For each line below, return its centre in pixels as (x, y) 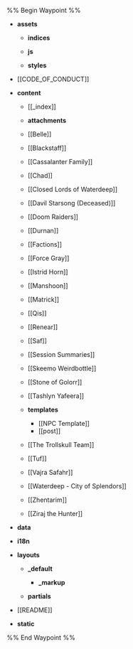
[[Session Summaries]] (61, 354)
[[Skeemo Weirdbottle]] (62, 368)
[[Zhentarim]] (47, 500)
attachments (47, 120)
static (26, 624)
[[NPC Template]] (64, 423)
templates (43, 409)
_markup (52, 583)
